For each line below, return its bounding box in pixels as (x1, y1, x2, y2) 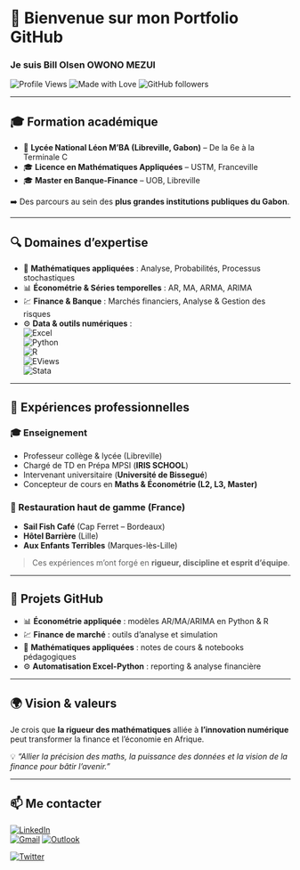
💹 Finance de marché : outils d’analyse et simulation (22, 629, 218, 639)
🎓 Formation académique (10, 114, 158, 129)
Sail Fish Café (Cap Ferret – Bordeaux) (22, 521, 166, 533)
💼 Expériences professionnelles (10, 400, 190, 415)
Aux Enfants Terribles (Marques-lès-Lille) (22, 541, 178, 551)
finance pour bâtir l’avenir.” (10, 760, 110, 771)
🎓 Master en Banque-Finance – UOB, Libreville (22, 175, 201, 186)
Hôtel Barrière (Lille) (22, 531, 99, 541)
